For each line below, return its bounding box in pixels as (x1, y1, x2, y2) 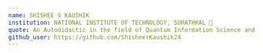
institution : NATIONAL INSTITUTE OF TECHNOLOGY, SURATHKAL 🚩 (8, 19, 213, 26)
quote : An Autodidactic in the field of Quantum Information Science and (8, 26, 256, 34)
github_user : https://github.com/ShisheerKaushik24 (8, 33, 181, 41)
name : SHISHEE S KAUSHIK (8, 11, 90, 19)
